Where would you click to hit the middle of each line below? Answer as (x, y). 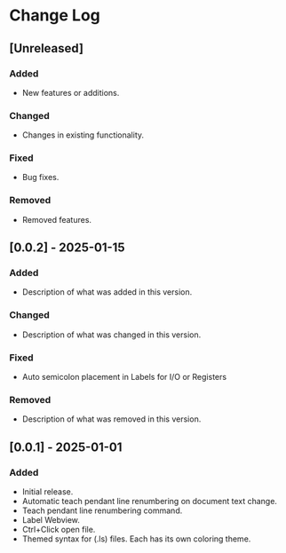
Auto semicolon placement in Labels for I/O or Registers (124, 377)
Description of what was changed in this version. (111, 335)
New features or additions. (71, 92)
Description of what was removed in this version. (111, 419)
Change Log (55, 16)
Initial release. (48, 492)
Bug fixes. (40, 178)
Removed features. (56, 219)
